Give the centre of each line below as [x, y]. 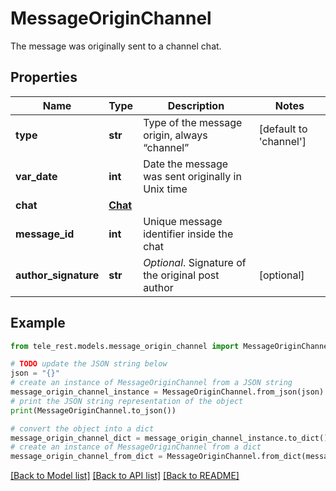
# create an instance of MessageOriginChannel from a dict [136, 447]
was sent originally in [192, 176]
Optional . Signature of [195, 262]
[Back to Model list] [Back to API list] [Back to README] [125, 476]
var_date [36, 176]
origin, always [175, 135]
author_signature [57, 275]
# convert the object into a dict [82, 428]
